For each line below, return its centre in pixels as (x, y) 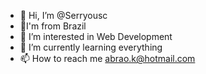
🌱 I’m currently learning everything (91, 47)
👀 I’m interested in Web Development (96, 36)
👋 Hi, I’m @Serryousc (63, 15)
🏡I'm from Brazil (53, 26)
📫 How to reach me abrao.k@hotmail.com (107, 58)
